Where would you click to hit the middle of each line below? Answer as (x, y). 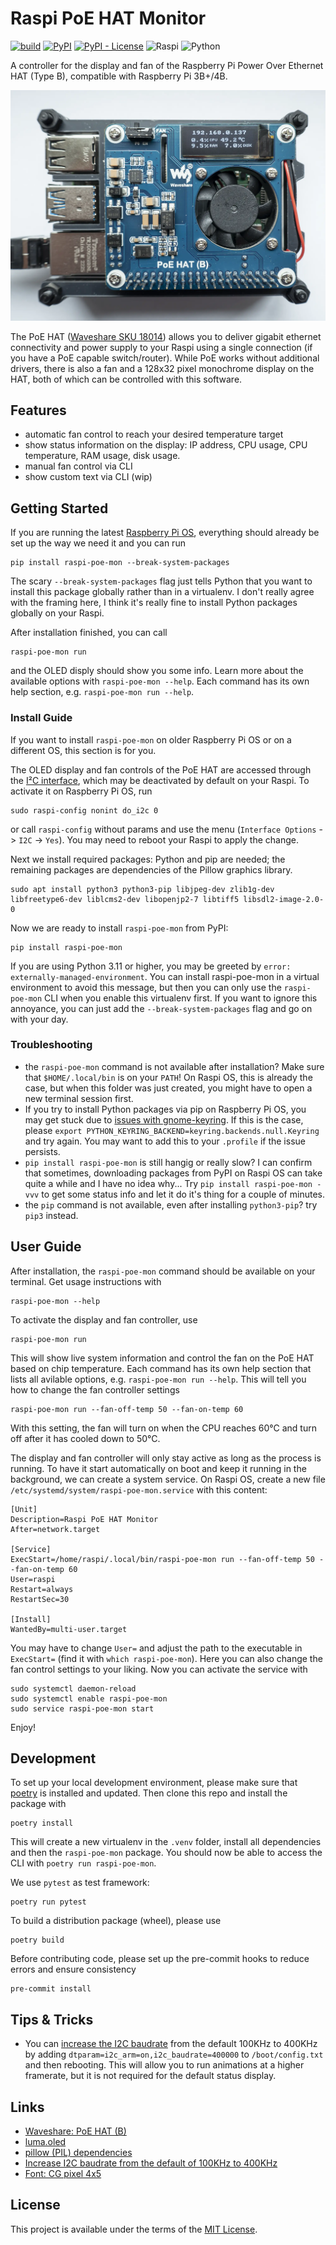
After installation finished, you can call (89, 633)
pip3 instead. (51, 1215)
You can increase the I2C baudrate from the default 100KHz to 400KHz (171, 2044)
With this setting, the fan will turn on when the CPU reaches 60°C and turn (163, 1428)
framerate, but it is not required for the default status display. (150, 2076)
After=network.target (55, 1529)
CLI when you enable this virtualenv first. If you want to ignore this (181, 998)
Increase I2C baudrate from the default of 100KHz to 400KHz (151, 2163)
